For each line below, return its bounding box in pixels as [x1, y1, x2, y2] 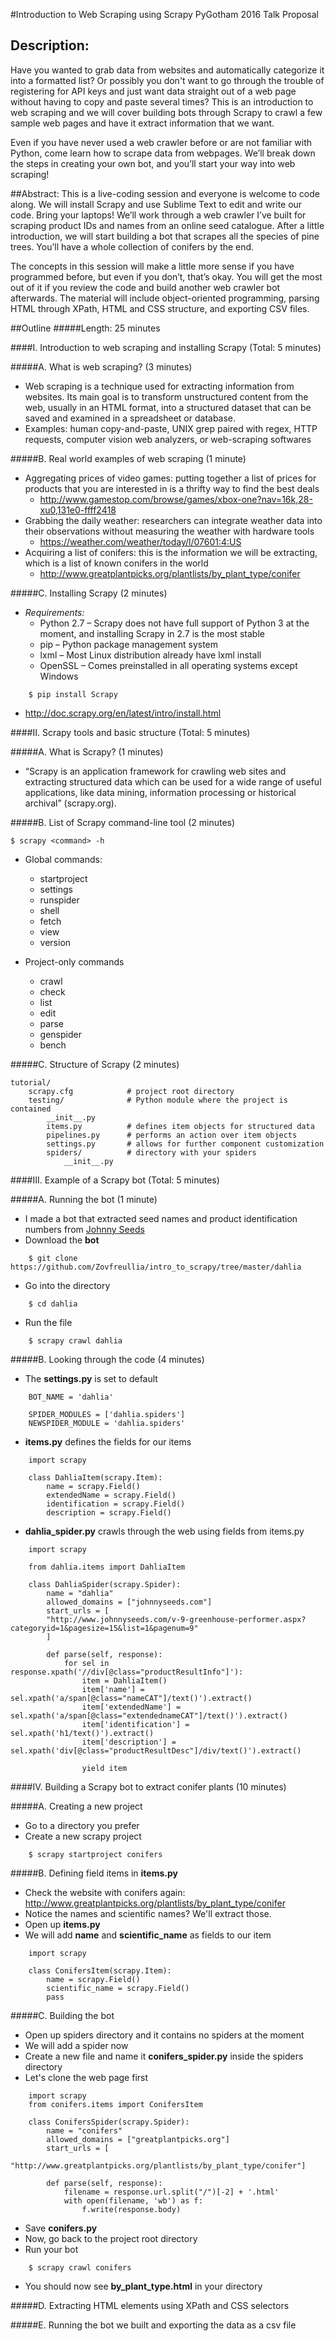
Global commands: [24, 853, 103, 865]
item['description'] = [81, 1737, 177, 1747]
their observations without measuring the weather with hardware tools [24, 525, 315, 537]
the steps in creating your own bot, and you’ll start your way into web [10, 157, 296, 169]
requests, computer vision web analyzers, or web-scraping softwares [24, 433, 312, 445]
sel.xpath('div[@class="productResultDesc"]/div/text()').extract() [10, 1745, 302, 1756]
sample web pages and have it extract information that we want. [10, 117, 275, 129]
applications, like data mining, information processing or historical [24, 786, 297, 798]
